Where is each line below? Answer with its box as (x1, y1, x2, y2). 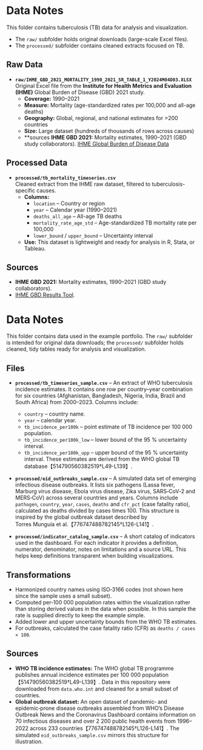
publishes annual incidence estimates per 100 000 (15, 671, 141, 678)
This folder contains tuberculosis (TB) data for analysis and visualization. (6, 24, 188, 31)
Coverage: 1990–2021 (24, 95, 80, 102)
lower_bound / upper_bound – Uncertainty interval (33, 232, 153, 239)
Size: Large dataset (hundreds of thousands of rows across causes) (24, 127, 195, 134)
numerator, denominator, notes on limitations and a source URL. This (15, 546, 187, 553)
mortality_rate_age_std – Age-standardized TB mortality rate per (33, 219, 197, 226)
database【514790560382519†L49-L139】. (24, 462, 133, 470)
